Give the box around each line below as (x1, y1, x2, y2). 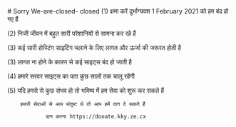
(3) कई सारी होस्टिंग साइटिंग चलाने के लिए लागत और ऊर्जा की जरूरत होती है (7, 44, 182, 52)
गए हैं (7, 15, 19, 24)
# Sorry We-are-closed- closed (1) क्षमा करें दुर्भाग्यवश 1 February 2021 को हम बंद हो (7, 7, 229, 15)
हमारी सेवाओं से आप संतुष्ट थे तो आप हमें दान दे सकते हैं (20, 101, 146, 108)
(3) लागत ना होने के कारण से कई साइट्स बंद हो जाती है (7, 58, 132, 66)
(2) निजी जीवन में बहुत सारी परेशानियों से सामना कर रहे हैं (7, 29, 137, 38)
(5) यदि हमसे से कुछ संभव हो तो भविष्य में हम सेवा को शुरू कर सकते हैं (7, 86, 164, 95)
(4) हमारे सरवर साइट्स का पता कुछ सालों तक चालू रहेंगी (7, 72, 135, 81)
